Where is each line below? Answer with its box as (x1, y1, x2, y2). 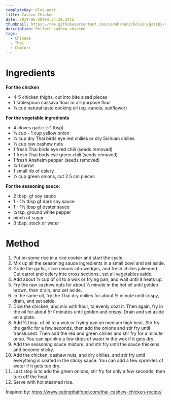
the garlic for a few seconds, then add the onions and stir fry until (13, 325, 150, 331)
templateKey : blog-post (6, 7, 56, 13)
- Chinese (10, 36, 31, 41)
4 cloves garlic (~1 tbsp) (13, 124, 64, 130)
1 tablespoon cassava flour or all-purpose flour (13, 99, 111, 105)
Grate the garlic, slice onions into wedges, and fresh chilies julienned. (13, 265, 159, 271)
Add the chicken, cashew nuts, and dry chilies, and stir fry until (13, 352, 145, 358)
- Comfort (10, 45, 31, 50)
